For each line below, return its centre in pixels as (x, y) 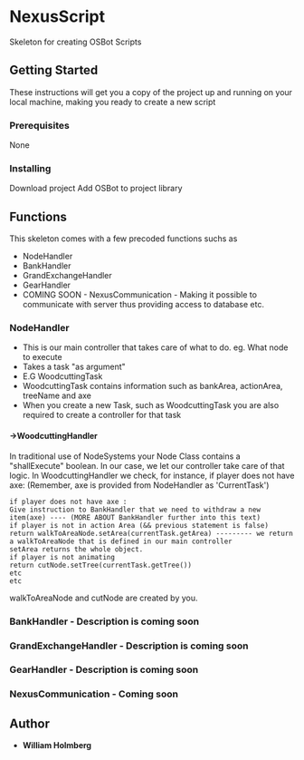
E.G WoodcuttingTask (62, 376)
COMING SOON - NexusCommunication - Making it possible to (140, 295)
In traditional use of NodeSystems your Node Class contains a (125, 456)
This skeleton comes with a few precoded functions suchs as (123, 239)
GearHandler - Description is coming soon (104, 670)
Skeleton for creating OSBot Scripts (76, 42)
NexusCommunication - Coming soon (94, 694)
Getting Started (54, 70)
